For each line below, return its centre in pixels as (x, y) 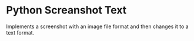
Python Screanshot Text (66, 10)
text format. (20, 32)
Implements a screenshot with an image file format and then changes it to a (98, 26)
